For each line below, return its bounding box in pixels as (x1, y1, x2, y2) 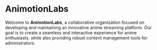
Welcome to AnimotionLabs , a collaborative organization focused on (5, 19, 145, 25)
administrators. (5, 40, 36, 46)
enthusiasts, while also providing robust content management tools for (5, 35, 148, 41)
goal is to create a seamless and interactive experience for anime (5, 30, 137, 35)
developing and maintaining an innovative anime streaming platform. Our (5, 24, 152, 30)
